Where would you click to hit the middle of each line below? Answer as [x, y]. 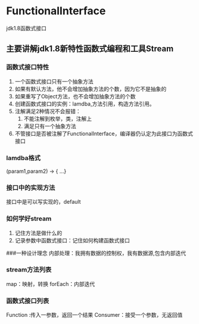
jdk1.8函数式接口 [26, 28]
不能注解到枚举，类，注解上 [58, 119]
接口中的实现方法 [31, 188]
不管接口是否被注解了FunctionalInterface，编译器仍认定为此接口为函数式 [104, 133]
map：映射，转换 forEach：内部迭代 [51, 283]
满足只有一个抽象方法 [50, 126]
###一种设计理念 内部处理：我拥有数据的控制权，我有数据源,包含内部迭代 [96, 253]
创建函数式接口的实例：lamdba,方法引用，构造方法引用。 [85, 104]
